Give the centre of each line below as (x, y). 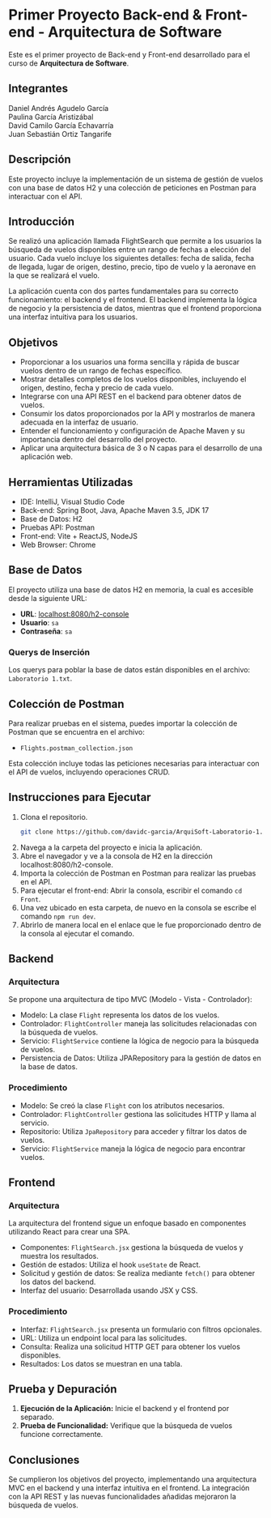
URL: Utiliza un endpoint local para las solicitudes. (104, 1337)
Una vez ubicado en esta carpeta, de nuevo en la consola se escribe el (138, 907)
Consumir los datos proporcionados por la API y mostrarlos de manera (138, 414)
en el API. (36, 881)
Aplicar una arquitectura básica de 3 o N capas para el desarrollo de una (141, 448)
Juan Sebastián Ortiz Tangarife (60, 134)
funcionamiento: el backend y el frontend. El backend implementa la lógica (133, 300)
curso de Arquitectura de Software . (69, 63)
